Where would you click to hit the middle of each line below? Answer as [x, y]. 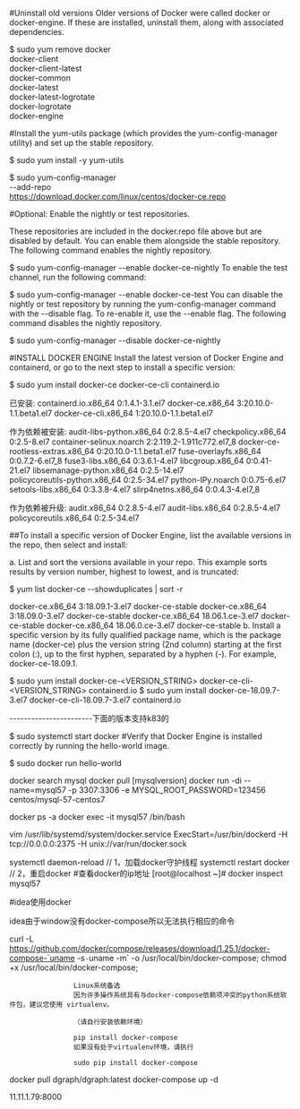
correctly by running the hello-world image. [90, 746]
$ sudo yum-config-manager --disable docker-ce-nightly [115, 340]
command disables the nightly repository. [86, 323]
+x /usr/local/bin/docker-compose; [74, 967]
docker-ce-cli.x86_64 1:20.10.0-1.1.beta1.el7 [133, 413]
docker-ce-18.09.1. [43, 663]
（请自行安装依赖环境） [110, 1022]
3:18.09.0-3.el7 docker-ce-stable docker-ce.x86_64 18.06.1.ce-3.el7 [134, 616]
